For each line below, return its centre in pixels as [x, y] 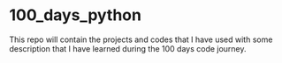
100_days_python [75, 15]
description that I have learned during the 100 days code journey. [128, 48]
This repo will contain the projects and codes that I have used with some [141, 39]
